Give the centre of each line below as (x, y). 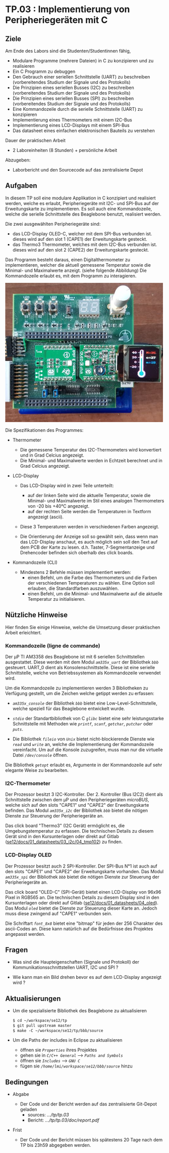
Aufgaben (21, 186)
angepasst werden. (25, 934)
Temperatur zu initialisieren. (57, 599)
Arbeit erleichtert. (23, 632)
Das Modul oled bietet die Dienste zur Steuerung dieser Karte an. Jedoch (81, 908)
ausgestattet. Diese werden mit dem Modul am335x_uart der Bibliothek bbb (82, 662)
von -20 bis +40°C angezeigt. (59, 506)
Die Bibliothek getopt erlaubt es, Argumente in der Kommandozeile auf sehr (84, 765)
